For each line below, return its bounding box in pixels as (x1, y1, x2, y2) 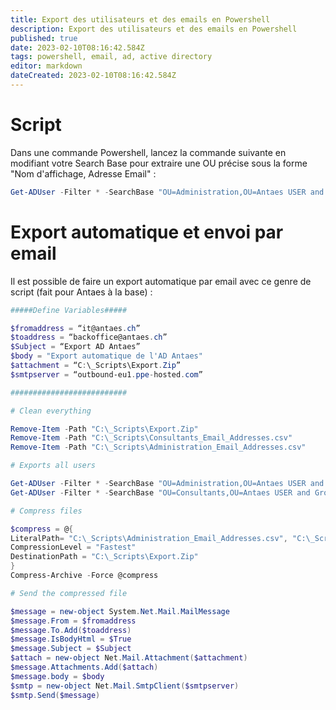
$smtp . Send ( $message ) (10, 690, 101, 700)
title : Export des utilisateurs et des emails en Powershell (10, 14, 271, 25)
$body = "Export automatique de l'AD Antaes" (10, 351, 203, 361)
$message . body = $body (10, 671, 105, 681)
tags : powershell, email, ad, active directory (10, 52, 213, 62)
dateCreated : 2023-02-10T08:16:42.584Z (10, 71, 177, 81)
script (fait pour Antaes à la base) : (10, 286, 153, 298)
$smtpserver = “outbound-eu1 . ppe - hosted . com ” (10, 369, 203, 380)
